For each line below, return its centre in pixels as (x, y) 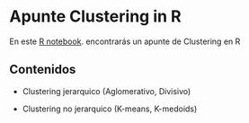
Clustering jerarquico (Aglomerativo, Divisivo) (107, 91)
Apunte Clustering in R (95, 17)
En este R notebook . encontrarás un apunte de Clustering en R (125, 41)
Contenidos (43, 70)
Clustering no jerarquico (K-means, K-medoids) (110, 109)
